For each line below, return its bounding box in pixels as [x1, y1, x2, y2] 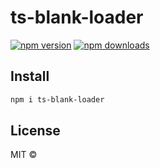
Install [10, 68, 50, 85]
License [10, 122, 61, 140]
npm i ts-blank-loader [10, 94, 105, 105]
